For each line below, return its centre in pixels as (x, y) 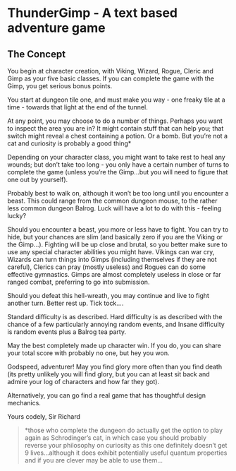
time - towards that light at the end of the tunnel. (77, 107)
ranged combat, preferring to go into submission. (79, 282)
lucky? (17, 216)
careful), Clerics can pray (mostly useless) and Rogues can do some (107, 267)
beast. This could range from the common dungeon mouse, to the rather (112, 201)
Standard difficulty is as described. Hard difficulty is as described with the (115, 317)
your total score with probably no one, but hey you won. (88, 353)
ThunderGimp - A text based (93, 13)
